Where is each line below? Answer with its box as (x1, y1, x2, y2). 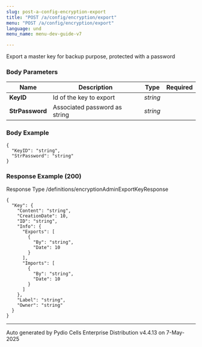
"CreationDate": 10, (17, 213, 69, 219)
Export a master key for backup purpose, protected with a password (6, 53, 176, 60)
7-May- (166, 329, 185, 336)
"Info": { (17, 223, 42, 230)
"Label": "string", (17, 297, 66, 303)
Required (166, 83, 193, 92)
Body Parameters (6, 68, 58, 76)
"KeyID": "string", (11, 148, 61, 154)
